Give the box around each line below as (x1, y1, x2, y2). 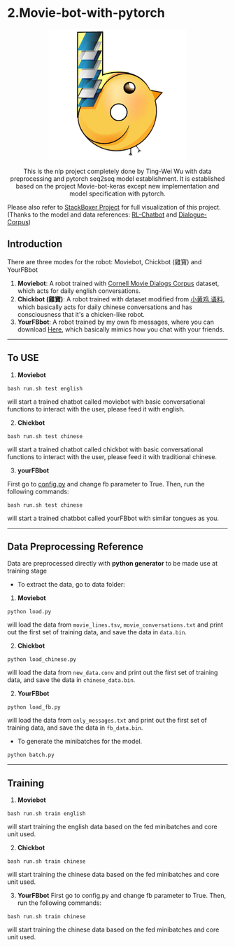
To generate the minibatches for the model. (17, 737, 143, 746)
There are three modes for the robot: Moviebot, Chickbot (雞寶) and (7, 257, 202, 266)
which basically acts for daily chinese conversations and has (17, 303, 192, 311)
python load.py (7, 608, 52, 615)
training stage (7, 566, 48, 575)
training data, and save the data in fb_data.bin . (7, 723, 143, 732)
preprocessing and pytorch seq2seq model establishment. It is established (10, 174, 225, 183)
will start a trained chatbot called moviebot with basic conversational (7, 397, 205, 406)
